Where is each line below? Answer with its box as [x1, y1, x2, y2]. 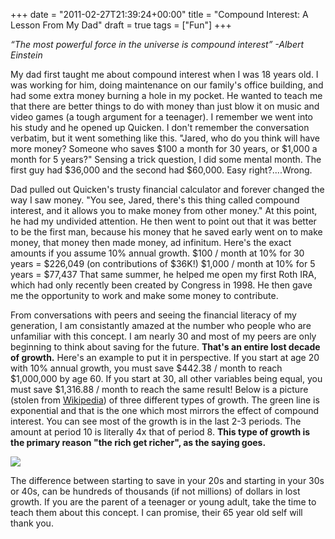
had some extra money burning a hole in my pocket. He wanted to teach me [10, 90, 323, 101]
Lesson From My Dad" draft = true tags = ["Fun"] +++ [10, 19, 232, 31]
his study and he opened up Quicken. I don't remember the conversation [10, 122, 310, 133]
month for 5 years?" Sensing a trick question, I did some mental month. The [10, 154, 322, 165]
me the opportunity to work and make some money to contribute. [10, 290, 279, 301]
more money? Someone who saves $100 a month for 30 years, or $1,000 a [10, 143, 318, 154]
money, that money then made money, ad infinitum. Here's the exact [10, 237, 292, 248]
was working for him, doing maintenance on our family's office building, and [10, 79, 324, 91]
